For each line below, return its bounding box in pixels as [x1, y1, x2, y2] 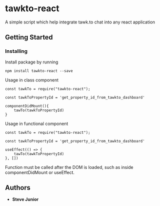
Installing [5, 48, 28, 55]
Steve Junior [12, 196, 39, 203]
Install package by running [5, 59, 59, 65]
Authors [5, 184, 31, 192]
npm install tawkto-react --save [5, 68, 73, 73]
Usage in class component [5, 77, 59, 83]
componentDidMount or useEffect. [5, 169, 75, 175]
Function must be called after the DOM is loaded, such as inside [5, 164, 134, 170]
